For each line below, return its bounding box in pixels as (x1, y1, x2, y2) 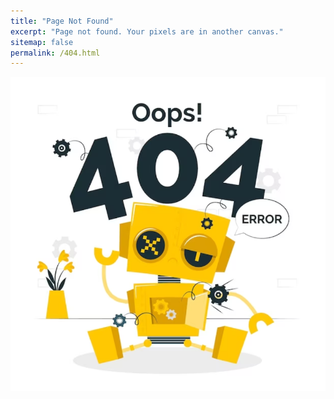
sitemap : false (10, 37, 74, 47)
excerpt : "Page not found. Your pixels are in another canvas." (10, 26, 284, 37)
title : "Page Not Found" (10, 16, 114, 26)
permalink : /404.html (10, 48, 101, 58)
